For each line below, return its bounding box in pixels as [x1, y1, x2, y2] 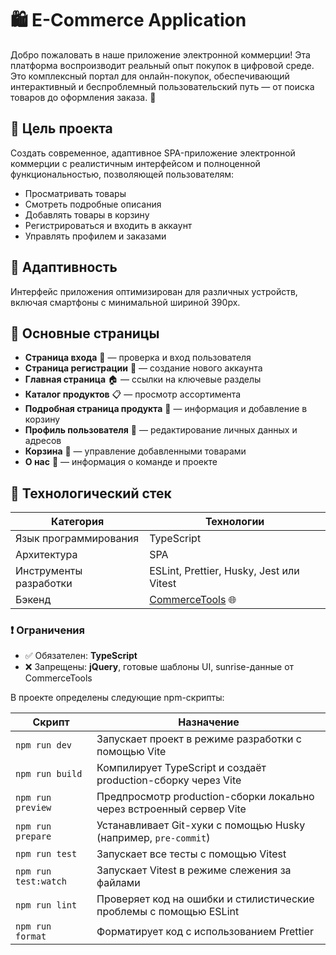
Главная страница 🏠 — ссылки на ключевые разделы [24, 373, 262, 386]
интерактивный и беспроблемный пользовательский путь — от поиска [10, 80, 315, 92]
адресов [24, 435, 62, 447]
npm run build [15, 768, 83, 780]
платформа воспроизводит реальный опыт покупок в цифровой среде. [10, 59, 315, 71]
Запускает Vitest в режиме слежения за [96, 863, 292, 877]
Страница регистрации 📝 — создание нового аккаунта [24, 362, 263, 374]
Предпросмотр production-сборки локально [96, 790, 315, 804]
